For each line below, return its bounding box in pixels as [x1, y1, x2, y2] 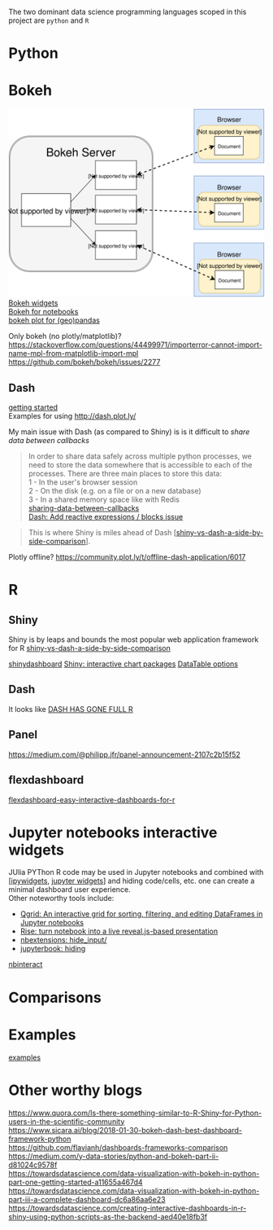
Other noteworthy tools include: [8, 894, 115, 903]
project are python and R [8, 15, 89, 25]
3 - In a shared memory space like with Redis [28, 494, 180, 504]
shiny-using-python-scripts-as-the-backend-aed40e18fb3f [8, 1211, 208, 1221]
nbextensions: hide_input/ [19, 935, 107, 945]
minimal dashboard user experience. [8, 885, 132, 894]
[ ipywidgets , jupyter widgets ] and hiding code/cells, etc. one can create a [8, 876, 255, 886]
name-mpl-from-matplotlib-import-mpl [8, 349, 139, 358]
